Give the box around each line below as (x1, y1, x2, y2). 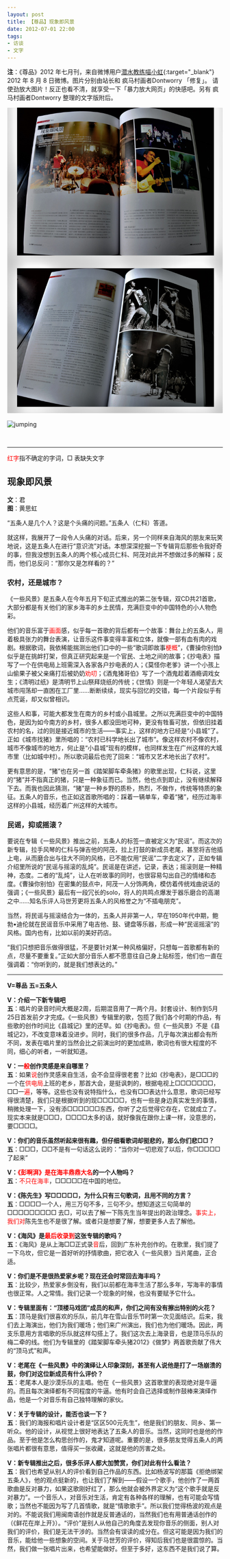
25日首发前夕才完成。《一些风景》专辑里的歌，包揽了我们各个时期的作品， (7, 1013, 216, 1021)
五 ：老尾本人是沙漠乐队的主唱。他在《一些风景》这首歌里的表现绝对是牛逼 (7, 1379, 217, 1387)
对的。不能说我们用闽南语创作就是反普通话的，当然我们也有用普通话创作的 (7, 1510, 217, 1519)
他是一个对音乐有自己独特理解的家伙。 (18, 1396, 127, 1404)
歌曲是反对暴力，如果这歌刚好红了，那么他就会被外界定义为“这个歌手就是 (7, 1485, 214, 1493)
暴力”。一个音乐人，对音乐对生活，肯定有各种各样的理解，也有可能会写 (12, 1493, 214, 1501)
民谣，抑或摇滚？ (7, 820, 64, 829)
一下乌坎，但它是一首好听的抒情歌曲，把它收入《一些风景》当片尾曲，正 (7, 1249, 211, 1257)
